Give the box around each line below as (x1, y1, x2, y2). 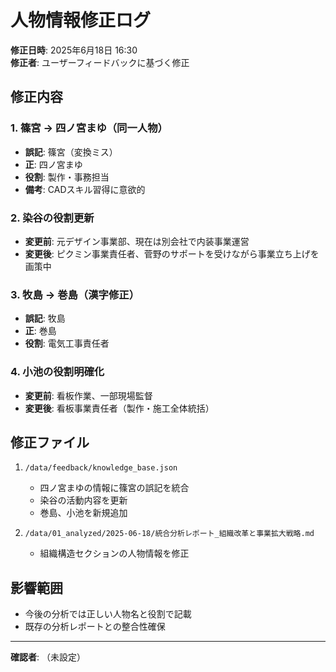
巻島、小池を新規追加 (39, 507, 128, 519)
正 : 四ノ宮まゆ (24, 158, 83, 170)
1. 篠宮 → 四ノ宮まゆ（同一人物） (10, 121, 168, 135)
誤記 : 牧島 (24, 312, 66, 325)
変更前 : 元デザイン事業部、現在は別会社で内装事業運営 (24, 235, 250, 247)
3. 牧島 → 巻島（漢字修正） (10, 287, 140, 301)
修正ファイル (10, 434, 90, 451)
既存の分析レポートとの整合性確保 (24, 621, 166, 633)
